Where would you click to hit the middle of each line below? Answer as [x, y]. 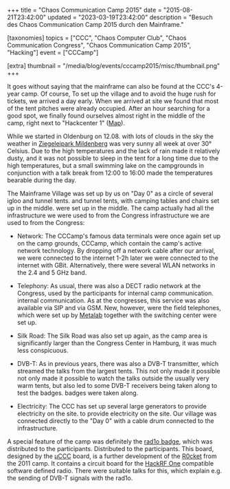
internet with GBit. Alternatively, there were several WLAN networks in [116, 265]
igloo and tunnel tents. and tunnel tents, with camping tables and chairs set [113, 201]
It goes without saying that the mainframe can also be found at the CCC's [111, 86]
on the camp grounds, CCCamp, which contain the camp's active [109, 243]
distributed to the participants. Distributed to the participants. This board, [111, 449]
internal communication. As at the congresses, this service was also [113, 301]
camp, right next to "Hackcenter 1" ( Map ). [66, 123]
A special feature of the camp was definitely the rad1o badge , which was [110, 442]
